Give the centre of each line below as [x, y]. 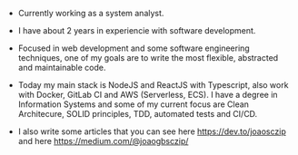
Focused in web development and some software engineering [134, 48]
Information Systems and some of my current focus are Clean [134, 104]
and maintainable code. [62, 68]
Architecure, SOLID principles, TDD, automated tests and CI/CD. [138, 114]
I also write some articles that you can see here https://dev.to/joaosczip [152, 131]
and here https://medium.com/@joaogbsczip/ [103, 141]
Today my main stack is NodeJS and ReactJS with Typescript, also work [153, 85]
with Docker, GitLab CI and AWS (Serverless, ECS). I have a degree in [148, 95]
